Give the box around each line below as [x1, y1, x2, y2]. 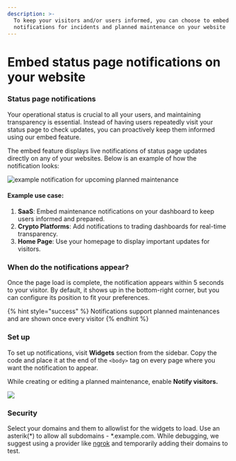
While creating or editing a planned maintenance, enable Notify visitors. [7, 377, 218, 385]
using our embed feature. [7, 132, 81, 141]
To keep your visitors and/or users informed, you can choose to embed [13, 17, 230, 24]
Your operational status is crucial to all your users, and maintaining [7, 110, 201, 119]
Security [7, 408, 37, 418]
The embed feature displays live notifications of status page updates [7, 146, 207, 155]
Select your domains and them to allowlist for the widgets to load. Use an [7, 424, 220, 432]
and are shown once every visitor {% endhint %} [7, 315, 149, 323]
